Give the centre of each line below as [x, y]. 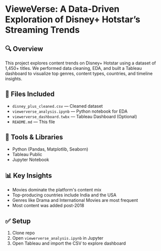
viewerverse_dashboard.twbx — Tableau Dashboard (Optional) [75, 116]
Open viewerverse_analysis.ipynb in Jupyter [58, 238]
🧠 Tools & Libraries [34, 137]
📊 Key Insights [29, 176]
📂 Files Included [30, 94]
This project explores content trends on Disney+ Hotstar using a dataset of [80, 63]
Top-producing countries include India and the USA [64, 195]
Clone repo [24, 233]
